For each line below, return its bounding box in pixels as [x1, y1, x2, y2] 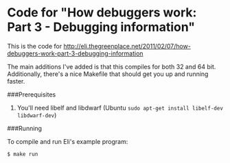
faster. [7, 77, 25, 85]
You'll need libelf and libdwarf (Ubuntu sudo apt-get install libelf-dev [16, 103, 223, 112]
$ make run [7, 151, 38, 158]
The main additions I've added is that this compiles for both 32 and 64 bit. [7, 62, 216, 71]
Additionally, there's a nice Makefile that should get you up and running [7, 70, 209, 78]
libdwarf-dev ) [16, 111, 57, 119]
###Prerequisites [7, 90, 56, 99]
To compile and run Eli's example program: [7, 137, 128, 145]
